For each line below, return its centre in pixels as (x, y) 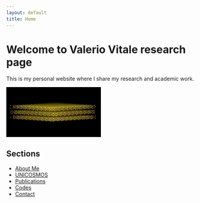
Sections (23, 154)
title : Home (21, 19)
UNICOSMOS (31, 175)
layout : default (26, 13)
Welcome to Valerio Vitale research (96, 50)
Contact (25, 194)
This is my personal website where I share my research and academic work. (100, 79)
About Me (27, 168)
